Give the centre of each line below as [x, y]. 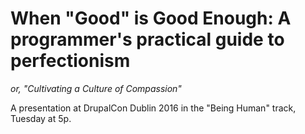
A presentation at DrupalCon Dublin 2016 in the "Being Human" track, [153, 108]
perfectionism [70, 61]
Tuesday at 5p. [41, 118]
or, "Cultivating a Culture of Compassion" [96, 88]
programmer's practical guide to [147, 39]
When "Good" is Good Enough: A [151, 18]
